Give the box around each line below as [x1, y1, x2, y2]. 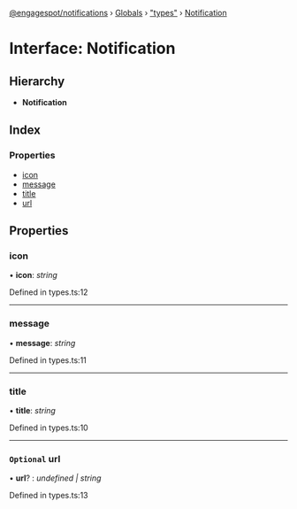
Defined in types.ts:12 [9, 287, 88, 297]
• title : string [9, 405, 56, 415]
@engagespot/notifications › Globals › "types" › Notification [9, 8, 227, 18]
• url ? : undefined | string [9, 473, 102, 483]
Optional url [9, 452, 61, 465]
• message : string [9, 337, 76, 348]
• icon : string [9, 270, 57, 281]
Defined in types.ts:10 [9, 422, 88, 433]
